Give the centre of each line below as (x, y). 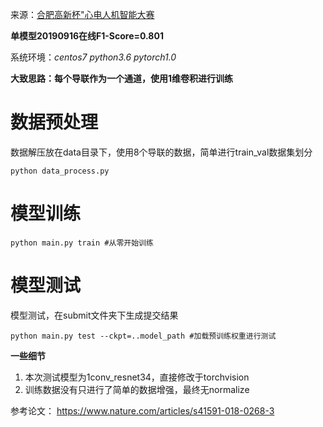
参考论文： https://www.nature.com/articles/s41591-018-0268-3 (142, 410)
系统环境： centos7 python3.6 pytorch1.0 (93, 57)
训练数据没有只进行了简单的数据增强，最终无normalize (137, 389)
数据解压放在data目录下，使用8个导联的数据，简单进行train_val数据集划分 (161, 152)
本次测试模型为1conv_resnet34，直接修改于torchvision (137, 377)
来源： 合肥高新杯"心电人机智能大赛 (82, 14)
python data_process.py (60, 171)
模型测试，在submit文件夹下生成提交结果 (94, 315)
